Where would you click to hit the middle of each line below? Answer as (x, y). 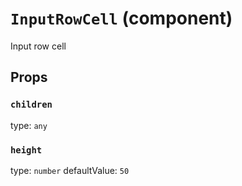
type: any (29, 125)
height (26, 150)
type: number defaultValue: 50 (70, 170)
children (31, 105)
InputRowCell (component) (121, 18)
